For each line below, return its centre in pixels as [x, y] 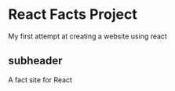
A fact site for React [40, 79]
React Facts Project [73, 15]
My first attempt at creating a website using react [87, 36]
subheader [35, 61]
